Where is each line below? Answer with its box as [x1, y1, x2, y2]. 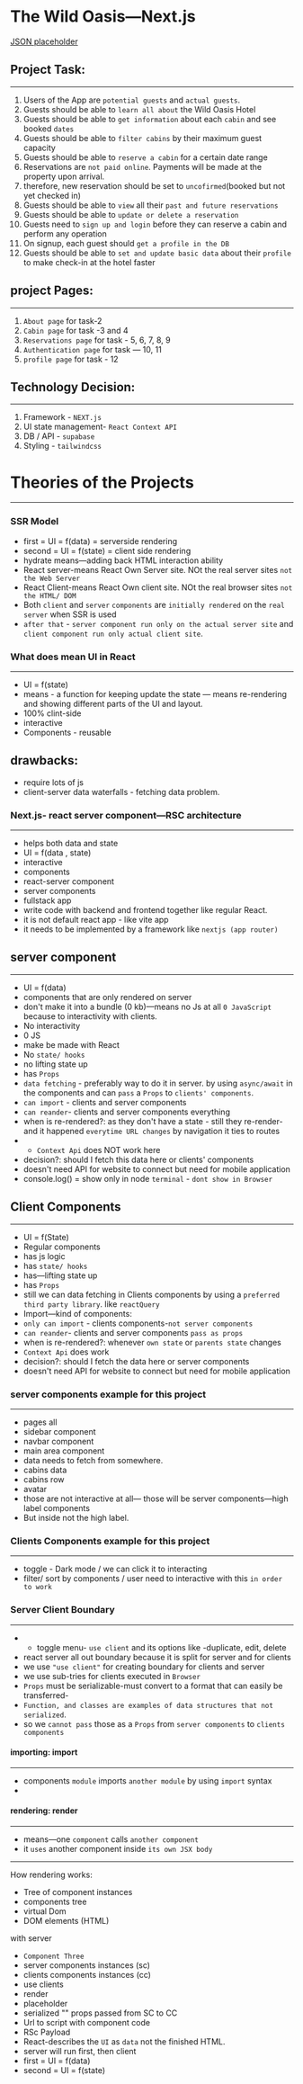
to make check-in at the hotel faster [22, 256, 156, 267]
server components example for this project [10, 1388, 207, 1400]
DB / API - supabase [22, 431, 95, 442]
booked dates [22, 123, 75, 134]
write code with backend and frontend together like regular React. [22, 905, 268, 916]
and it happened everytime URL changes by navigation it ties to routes [22, 1125, 281, 1136]
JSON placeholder [10, 36, 79, 47]
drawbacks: [10, 753, 79, 768]
